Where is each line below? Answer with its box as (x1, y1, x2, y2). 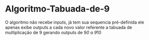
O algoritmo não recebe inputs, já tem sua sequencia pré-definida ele (5, 19, 145, 25)
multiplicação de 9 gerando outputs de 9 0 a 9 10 (5, 29, 101, 35)
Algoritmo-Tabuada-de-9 (5, 3, 110, 14)
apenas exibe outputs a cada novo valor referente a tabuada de (5, 24, 132, 30)
